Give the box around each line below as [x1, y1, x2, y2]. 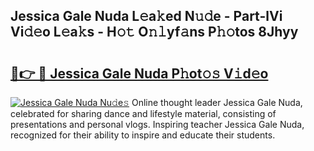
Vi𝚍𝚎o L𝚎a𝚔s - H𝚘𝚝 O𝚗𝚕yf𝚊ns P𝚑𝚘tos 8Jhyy [10, 24, 299, 41]
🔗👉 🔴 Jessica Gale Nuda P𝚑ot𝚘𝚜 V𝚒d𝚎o [10, 65, 269, 82]
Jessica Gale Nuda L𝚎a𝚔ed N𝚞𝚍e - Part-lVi [10, 8, 283, 25]
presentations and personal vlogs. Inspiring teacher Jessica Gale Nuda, [10, 119, 305, 130]
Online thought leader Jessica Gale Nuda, [131, 97, 303, 108]
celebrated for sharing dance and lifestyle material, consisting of [10, 108, 277, 119]
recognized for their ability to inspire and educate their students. [10, 129, 276, 141]
